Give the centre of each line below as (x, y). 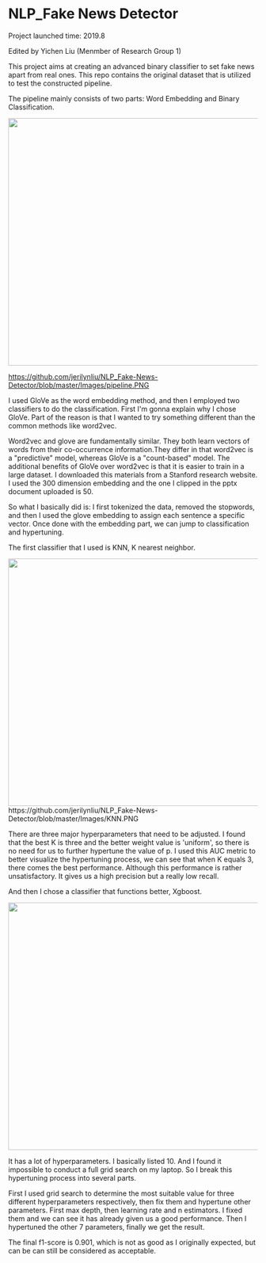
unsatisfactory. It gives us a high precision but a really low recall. (114, 876)
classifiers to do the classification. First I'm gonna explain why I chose (122, 409)
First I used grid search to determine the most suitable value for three (122, 1193)
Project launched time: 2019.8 (57, 36)
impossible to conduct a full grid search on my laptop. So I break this (120, 1170)
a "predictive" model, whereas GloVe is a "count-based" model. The (119, 458)
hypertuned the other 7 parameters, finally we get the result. (106, 1227)
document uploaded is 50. (51, 491)
